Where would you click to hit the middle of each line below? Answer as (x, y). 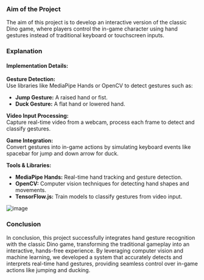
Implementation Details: (37, 65)
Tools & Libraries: (29, 165)
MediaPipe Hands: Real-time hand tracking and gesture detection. (99, 177)
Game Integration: (30, 141)
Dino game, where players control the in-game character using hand (92, 29)
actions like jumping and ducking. (48, 270)
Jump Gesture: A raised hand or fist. (61, 98)
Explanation (24, 51)
